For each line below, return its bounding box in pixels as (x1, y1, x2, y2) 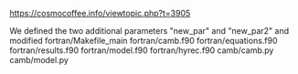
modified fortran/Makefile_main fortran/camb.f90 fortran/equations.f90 (9, 36, 278, 46)
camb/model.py (9, 55, 69, 65)
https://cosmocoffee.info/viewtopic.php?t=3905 (9, 8, 191, 18)
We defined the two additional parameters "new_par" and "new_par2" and (9, 26, 290, 36)
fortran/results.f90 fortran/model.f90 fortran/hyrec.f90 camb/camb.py (9, 45, 274, 56)
